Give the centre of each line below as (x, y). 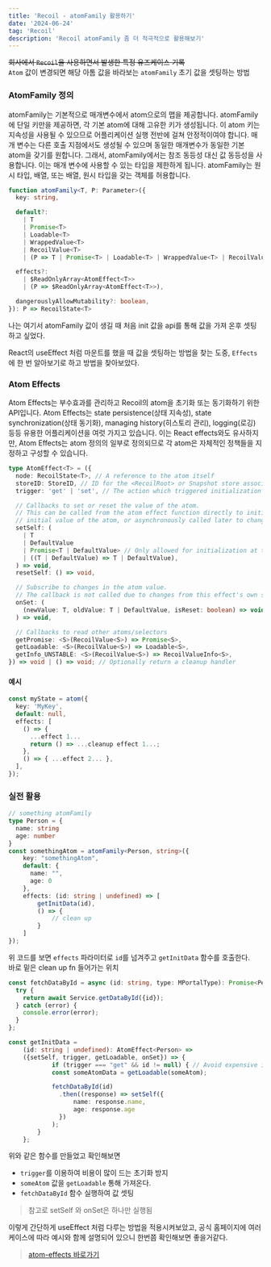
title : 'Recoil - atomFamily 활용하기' (72, 16)
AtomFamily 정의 (41, 95)
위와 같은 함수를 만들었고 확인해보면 (65, 1156)
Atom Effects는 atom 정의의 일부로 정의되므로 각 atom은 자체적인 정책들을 (136, 443)
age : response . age (104, 1110)
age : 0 (41, 881)
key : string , (38, 198)
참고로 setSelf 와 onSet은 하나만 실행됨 (90, 1211)
